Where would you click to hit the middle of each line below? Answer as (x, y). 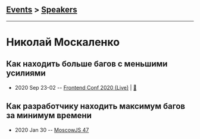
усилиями (26, 73)
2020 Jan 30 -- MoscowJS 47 (52, 129)
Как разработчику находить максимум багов (96, 106)
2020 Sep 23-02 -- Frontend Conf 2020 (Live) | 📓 (76, 87)
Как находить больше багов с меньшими (87, 64)
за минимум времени (49, 116)
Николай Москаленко (63, 42)
